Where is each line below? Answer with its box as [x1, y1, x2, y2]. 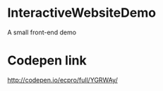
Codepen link [7, 52, 87, 69]
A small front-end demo [7, 28, 76, 36]
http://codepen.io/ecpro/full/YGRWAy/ [7, 76, 118, 84]
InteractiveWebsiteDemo [7, 5, 157, 21]
